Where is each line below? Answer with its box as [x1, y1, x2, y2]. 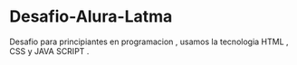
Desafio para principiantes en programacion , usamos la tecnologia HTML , [9, 36, 289, 47]
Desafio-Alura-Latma [9, 6, 173, 27]
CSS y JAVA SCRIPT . [9, 45, 90, 56]
